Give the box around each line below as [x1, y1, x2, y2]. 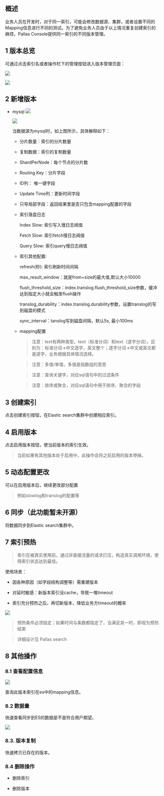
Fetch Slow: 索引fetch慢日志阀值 [19, 232, 85, 238]
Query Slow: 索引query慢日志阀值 [19, 243, 88, 249]
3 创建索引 [5, 398, 37, 406]
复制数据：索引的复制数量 [19, 149, 71, 155]
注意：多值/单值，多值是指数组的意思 [31, 362, 107, 368]
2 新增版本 [5, 95, 37, 103]
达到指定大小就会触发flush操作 [19, 291, 82, 297]
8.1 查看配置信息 [5, 668, 43, 675]
